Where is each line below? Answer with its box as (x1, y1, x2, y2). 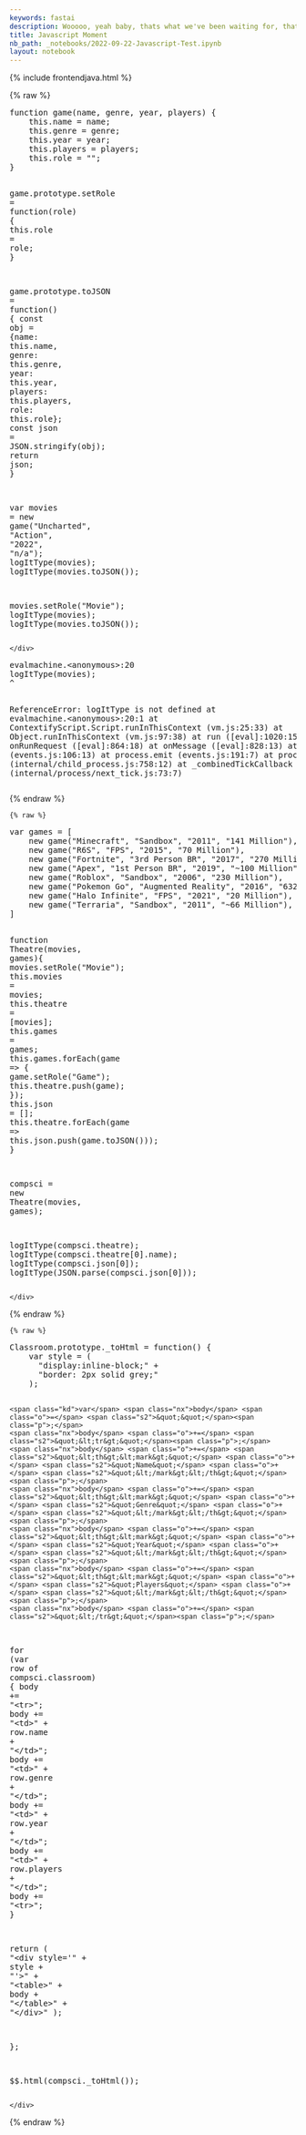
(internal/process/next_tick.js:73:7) (9, 768, 183, 779)
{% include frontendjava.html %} (9, 72, 132, 83)
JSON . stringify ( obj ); (9, 441, 107, 452)
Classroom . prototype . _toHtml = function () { (9, 1342, 212, 1353)
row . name (9, 1728, 48, 1738)
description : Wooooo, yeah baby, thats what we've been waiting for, (9, 22, 280, 31)
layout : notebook (9, 47, 76, 56)
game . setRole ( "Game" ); (9, 1072, 111, 1083)
